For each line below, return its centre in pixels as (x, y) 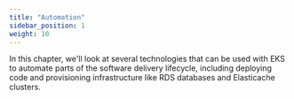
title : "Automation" (48, 17)
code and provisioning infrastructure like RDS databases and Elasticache (142, 78)
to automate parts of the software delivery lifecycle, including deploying (141, 68)
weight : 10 (29, 34)
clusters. (25, 87)
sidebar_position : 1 (48, 26)
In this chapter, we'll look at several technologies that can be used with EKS (147, 59)
